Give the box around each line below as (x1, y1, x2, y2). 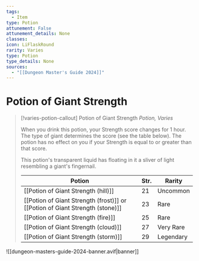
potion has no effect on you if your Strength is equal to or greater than (20, 139, 192, 146)
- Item (11, 14, 28, 20)
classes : (6, 36, 28, 42)
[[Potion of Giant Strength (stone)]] (23, 204, 122, 212)
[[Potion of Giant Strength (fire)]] (23, 214, 115, 222)
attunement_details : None (6, 31, 70, 37)
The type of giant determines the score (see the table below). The (20, 132, 182, 139)
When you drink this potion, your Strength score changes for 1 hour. (20, 126, 187, 133)
